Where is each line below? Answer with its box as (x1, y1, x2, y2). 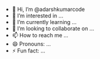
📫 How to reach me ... (12, 32, 68, 39)
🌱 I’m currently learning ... (12, 19, 77, 25)
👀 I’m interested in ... (12, 12, 64, 19)
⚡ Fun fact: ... (12, 47, 45, 54)
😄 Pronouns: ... (12, 40, 52, 48)
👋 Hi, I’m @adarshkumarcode (12, 6, 85, 13)
